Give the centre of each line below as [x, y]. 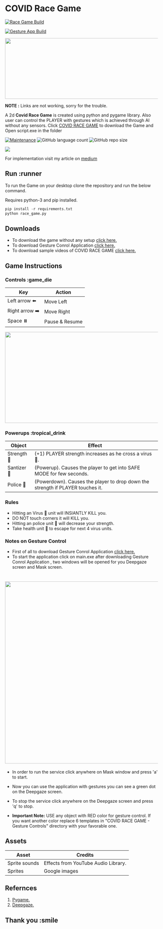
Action [63, 292]
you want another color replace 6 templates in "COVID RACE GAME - [81, 821]
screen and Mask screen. [37, 567]
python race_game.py [26, 213]
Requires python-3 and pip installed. [41, 200]
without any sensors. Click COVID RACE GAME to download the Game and [79, 125]
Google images [61, 871]
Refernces [21, 888]
